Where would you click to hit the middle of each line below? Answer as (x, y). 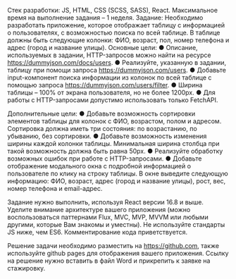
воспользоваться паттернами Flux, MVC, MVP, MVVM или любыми (108, 217)
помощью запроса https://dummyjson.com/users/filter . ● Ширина (105, 85)
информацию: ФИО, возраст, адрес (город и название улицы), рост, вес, (117, 181)
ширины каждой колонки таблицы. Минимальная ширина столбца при (113, 143)
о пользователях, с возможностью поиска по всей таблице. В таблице (114, 32)
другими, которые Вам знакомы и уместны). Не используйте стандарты (116, 224)
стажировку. (26, 268)
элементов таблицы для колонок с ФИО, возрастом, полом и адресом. (114, 121)
